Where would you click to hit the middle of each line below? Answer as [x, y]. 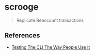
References [22, 35]
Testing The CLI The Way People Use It [51, 47]
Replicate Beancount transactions [50, 20]
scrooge [22, 7]
